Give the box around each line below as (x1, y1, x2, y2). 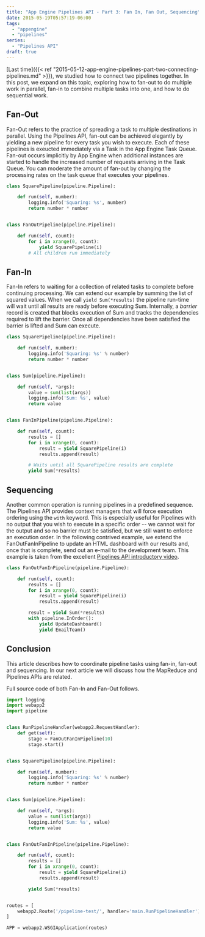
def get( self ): (17, 730, 56, 736)
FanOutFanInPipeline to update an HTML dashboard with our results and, (6, 540, 190, 547)
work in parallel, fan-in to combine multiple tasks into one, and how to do (6, 85, 190, 92)
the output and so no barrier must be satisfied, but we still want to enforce (6, 527, 193, 534)
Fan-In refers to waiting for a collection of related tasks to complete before (6, 283, 194, 291)
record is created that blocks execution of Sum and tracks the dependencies (6, 309, 199, 316)
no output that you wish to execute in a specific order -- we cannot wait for (6, 520, 195, 528)
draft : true (6, 49, 37, 55)
